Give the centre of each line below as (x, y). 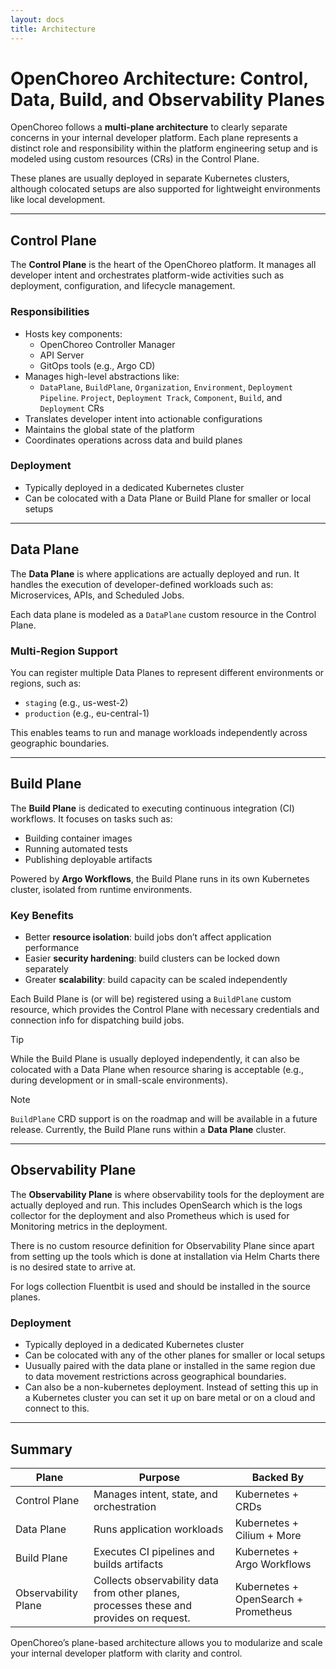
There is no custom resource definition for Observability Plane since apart (162, 1245)
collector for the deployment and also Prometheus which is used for (150, 1215)
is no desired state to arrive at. (73, 1267)
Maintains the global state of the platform (109, 429)
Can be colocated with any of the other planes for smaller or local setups (175, 1355)
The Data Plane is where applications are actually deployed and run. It (155, 573)
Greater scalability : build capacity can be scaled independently (156, 980)
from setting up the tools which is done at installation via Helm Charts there (165, 1256)
